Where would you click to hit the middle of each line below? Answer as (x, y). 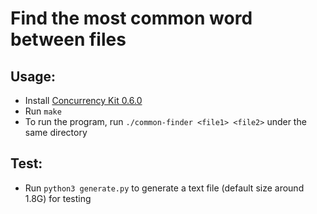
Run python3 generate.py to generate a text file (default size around (164, 188)
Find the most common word (131, 18)
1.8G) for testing (58, 198)
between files (68, 39)
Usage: (33, 76)
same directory (56, 132)
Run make (43, 111)
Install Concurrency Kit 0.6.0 (83, 100)
